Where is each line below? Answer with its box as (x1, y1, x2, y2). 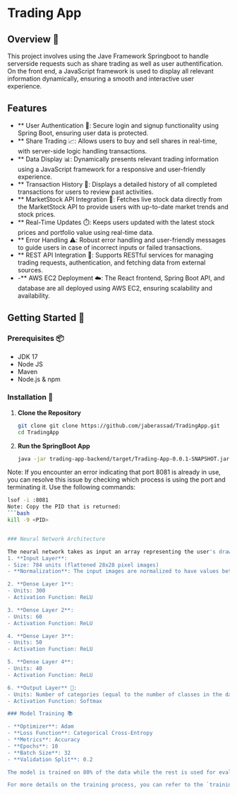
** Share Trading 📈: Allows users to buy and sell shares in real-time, (17, 137, 217, 145)
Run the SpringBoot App (17, 441, 90, 450)
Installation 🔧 (7, 393, 54, 402)
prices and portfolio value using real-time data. (17, 228, 154, 236)
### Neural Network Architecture (7, 535, 106, 542)
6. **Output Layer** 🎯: (7, 684, 78, 691)
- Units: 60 (7, 613, 42, 620)
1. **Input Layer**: (7, 555, 68, 562)
